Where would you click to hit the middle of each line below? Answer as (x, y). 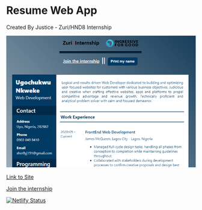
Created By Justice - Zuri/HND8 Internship (59, 27)
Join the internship (29, 188)
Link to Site (20, 177)
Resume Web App (52, 11)
